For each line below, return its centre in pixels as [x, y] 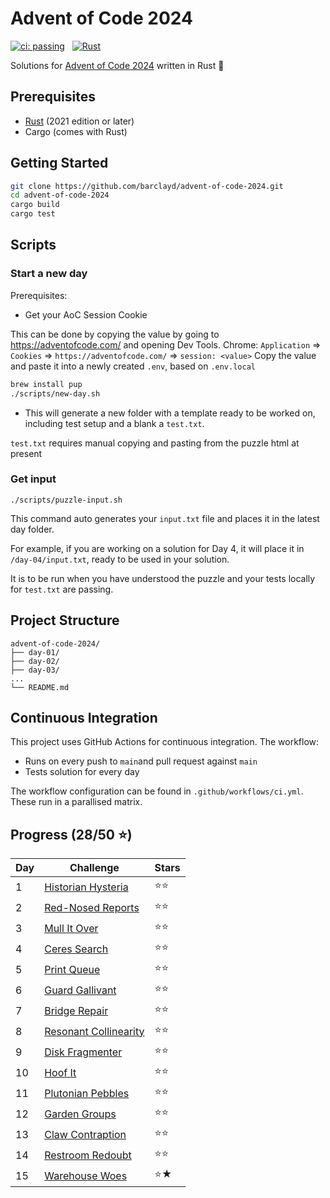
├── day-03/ [35, 670]
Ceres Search [76, 949]
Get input [33, 479]
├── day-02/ [35, 661]
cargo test [33, 214]
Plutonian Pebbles [87, 1093]
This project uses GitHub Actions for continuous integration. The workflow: [165, 742]
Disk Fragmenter [83, 1052]
